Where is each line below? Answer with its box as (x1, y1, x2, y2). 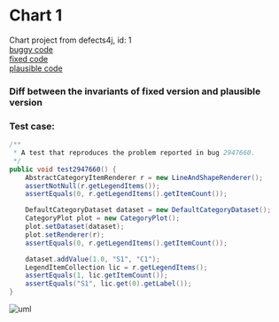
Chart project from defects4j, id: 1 (9, 35, 132, 45)
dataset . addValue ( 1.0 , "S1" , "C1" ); (25, 255, 161, 263)
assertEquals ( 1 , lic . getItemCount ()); (25, 271, 168, 280)
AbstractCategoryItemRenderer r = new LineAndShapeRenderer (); (25, 173, 264, 182)
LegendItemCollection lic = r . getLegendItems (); (25, 263, 208, 271)
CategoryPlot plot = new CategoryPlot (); (25, 214, 180, 223)
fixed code (9, 53, 49, 64)
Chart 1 (9, 5, 63, 26)
